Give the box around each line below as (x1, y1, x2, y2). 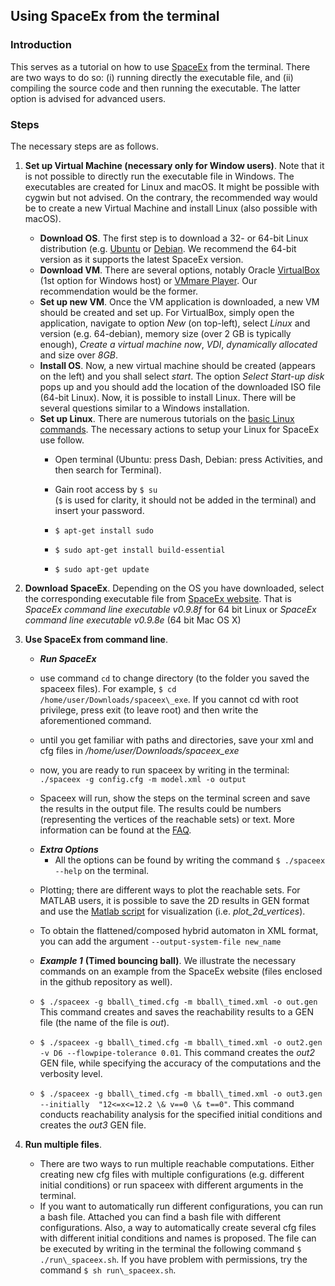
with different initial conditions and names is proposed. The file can (39, 1232, 317, 1244)
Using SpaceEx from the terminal (10, 8, 220, 25)
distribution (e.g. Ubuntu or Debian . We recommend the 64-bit (39, 242, 297, 254)
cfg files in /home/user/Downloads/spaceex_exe (39, 744, 240, 756)
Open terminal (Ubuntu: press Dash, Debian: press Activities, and (54, 453, 323, 465)
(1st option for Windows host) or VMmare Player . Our (39, 274, 258, 286)
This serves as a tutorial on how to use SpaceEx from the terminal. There (10, 60, 311, 73)
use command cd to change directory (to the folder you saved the (39, 672, 310, 684)
